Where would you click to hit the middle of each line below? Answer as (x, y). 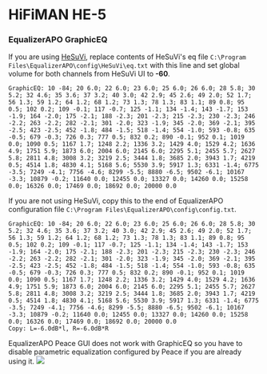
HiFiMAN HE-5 (57, 15)
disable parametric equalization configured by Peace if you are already (125, 352)
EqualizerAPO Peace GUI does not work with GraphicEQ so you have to (126, 344)
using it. (21, 361)
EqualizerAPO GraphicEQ (58, 40)
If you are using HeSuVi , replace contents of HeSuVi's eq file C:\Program (127, 57)
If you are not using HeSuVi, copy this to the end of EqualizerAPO (116, 201)
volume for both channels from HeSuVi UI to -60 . (89, 74)
